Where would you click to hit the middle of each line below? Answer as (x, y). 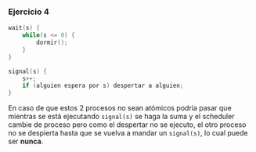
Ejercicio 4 (29, 12)
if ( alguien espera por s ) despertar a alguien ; (103, 86)
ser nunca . (26, 141)
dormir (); (52, 43)
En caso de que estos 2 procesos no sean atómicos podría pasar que (120, 108)
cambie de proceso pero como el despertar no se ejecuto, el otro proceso (127, 125)
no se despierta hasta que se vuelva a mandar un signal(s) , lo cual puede (128, 133)
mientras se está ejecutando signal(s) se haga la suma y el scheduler (121, 117)
